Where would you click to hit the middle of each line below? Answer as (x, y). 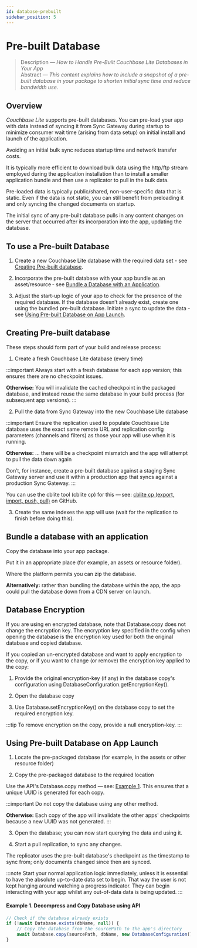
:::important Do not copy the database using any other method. (82, 804)
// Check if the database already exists (57, 918)
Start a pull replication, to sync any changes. (68, 845)
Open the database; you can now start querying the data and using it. (98, 833)
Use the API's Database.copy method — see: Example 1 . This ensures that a (97, 786)
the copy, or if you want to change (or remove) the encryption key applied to (98, 660)
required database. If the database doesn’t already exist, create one (96, 302)
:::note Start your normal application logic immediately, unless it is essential (97, 873)
